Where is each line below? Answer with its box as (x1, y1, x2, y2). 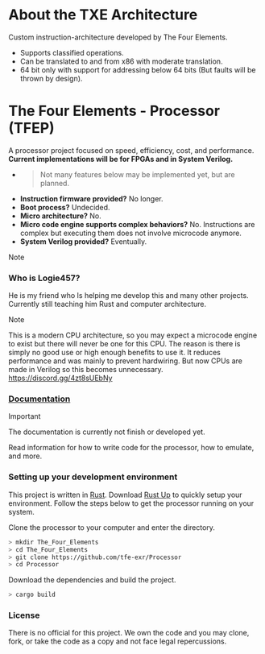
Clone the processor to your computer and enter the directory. (8, 522, 216, 532)
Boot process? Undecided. (19, 202, 110, 212)
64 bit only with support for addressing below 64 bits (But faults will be (19, 64, 256, 74)
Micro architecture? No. (19, 211, 102, 221)
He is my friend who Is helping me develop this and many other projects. (8, 291, 249, 300)
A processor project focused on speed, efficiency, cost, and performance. (8, 145, 255, 155)
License (8, 610, 40, 621)
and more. (8, 451, 43, 461)
